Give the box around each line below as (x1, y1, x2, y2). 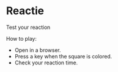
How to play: (6, 35, 37, 42)
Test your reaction (6, 24, 51, 31)
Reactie (6, 4, 44, 18)
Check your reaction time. (14, 59, 78, 66)
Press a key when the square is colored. (14, 53, 112, 60)
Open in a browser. (14, 46, 61, 54)
